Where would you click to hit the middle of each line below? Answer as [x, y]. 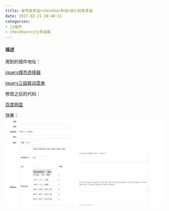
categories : [18, 21]
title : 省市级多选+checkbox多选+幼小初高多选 [49, 11]
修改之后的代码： [23, 94]
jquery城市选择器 [23, 72]
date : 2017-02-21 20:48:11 [34, 16]
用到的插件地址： [23, 62]
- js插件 [14, 27]
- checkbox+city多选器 [28, 32]
